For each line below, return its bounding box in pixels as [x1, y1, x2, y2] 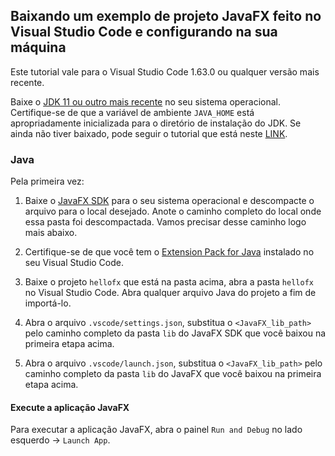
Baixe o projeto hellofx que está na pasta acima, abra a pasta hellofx [24, 276, 314, 288]
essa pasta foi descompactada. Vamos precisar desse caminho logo [24, 216, 307, 228]
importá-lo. [24, 297, 72, 309]
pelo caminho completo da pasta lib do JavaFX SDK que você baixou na [24, 327, 327, 339]
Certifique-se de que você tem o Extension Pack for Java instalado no [24, 246, 315, 258]
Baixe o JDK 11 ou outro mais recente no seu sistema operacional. [10, 95, 281, 108]
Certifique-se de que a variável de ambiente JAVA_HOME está [10, 106, 255, 118]
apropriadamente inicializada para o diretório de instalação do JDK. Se [10, 117, 302, 129]
